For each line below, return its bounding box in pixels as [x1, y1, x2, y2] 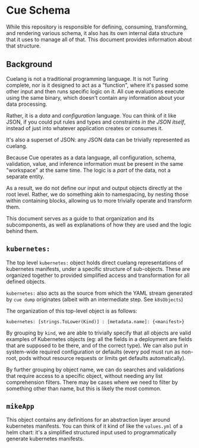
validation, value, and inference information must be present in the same [6, 160, 184, 167]
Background [6, 59, 52, 70]
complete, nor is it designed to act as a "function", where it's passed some [6, 81, 189, 89]
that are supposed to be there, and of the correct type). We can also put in [6, 342, 188, 349]
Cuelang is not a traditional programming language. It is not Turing [6, 75, 168, 82]
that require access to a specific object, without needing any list [6, 372, 163, 379]
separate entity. [6, 173, 45, 180]
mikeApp [6, 402, 34, 411]
